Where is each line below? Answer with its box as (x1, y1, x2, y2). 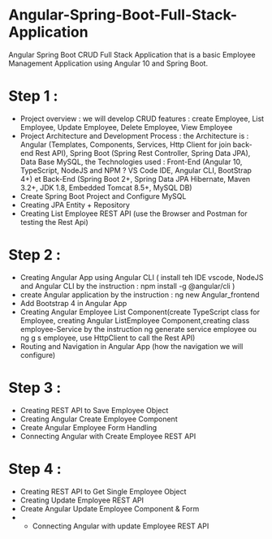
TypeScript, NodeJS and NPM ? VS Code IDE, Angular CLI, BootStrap (19, 165, 252, 175)
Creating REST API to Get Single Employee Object (19, 486, 187, 496)
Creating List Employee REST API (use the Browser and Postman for (19, 209, 248, 218)
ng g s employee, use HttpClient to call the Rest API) (19, 333, 196, 343)
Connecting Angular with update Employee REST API (32, 521, 209, 531)
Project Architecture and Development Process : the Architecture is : (19, 131, 249, 140)
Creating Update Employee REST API (19, 495, 145, 505)
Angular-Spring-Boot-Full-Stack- (8, 6, 238, 24)
